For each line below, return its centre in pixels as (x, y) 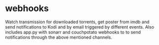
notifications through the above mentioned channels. (59, 37)
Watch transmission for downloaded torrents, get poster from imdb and (77, 22)
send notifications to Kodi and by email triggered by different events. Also (79, 27)
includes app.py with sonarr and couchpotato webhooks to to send (73, 32)
